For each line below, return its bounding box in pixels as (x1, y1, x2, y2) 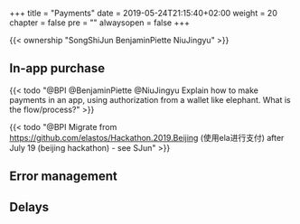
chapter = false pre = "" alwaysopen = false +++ (9, 17, 190, 28)
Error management (9, 169, 117, 184)
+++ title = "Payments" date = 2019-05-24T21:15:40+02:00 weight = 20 (9, 8, 277, 18)
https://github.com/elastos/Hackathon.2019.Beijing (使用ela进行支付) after (9, 132, 285, 143)
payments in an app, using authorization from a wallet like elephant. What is (9, 94, 291, 105)
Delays (9, 199, 50, 215)
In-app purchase (9, 61, 106, 76)
